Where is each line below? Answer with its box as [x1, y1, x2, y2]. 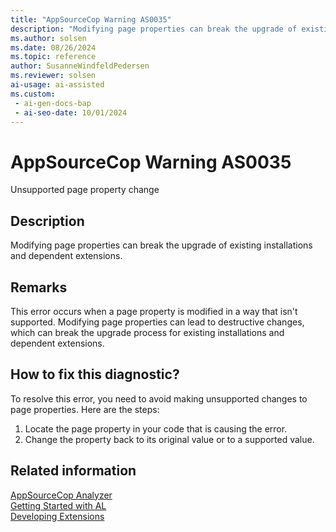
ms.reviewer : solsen [10, 71, 97, 81]
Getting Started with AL [10, 499, 107, 511]
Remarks [10, 279, 68, 296]
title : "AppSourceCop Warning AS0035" [10, 14, 172, 25]
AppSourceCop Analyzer [10, 489, 113, 501]
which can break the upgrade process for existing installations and [10, 326, 285, 338]
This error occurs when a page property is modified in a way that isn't [10, 305, 298, 317]
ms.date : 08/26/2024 [10, 42, 97, 53]
